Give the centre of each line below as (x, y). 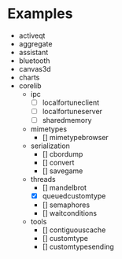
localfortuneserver (72, 111)
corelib (30, 85)
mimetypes (49, 129)
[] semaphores (66, 205)
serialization (50, 146)
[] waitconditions (70, 213)
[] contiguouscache (74, 230)
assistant (33, 52)
